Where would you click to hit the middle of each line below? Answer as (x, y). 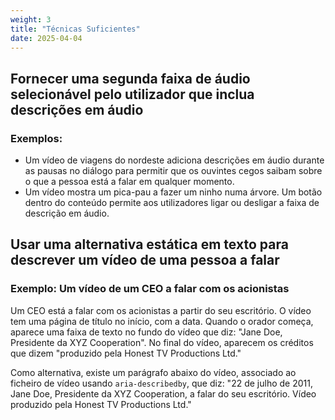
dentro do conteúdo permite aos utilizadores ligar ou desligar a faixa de (172, 203)
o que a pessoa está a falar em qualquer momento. (129, 182)
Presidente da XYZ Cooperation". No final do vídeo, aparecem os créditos (162, 342)
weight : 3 (31, 19)
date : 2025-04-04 (46, 38)
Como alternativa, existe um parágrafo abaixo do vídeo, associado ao (153, 372)
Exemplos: (36, 138)
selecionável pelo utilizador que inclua (132, 94)
